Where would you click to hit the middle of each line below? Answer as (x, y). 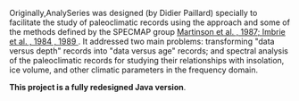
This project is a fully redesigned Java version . (98, 87)
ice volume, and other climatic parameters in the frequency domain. (134, 70)
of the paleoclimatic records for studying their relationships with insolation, (147, 60)
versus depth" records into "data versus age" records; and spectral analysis (149, 51)
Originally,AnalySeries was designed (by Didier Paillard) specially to (133, 13)
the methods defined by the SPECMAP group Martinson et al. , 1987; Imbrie (147, 32)
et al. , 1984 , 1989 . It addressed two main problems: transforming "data (142, 41)
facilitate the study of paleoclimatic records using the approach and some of (149, 22)
